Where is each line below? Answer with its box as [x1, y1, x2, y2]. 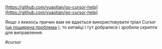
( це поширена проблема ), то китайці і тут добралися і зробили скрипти [5, 24, 158, 30]
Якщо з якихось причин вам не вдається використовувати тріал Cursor [5, 19, 156, 25]
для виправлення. [5, 30, 43, 35]
